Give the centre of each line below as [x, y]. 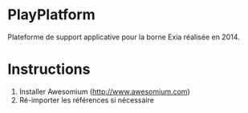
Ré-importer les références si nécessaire [86, 100]
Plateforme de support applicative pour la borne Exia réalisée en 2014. [124, 37]
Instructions [49, 69]
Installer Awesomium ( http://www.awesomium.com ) [104, 91]
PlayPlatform [51, 15]
